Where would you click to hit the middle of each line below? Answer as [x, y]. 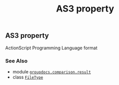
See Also [16, 61]
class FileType [28, 77]
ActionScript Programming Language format [51, 48]
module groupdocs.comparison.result [52, 71]
